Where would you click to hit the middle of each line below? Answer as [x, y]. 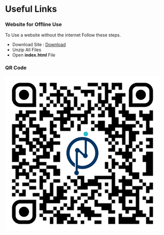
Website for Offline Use [34, 25]
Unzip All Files [27, 50]
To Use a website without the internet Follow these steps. [63, 35]
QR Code [16, 68]
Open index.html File [34, 55]
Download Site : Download [39, 45]
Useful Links [31, 9]
